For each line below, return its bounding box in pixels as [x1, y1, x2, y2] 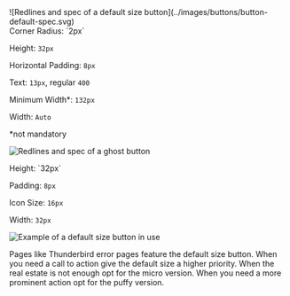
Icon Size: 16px [9, 198, 64, 207]
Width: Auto [9, 112, 51, 121]
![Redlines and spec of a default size [9, 7, 143, 17]
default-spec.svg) [9, 16, 75, 27]
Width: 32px [9, 214, 51, 225]
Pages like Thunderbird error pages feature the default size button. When [9, 249, 278, 259]
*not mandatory [9, 129, 67, 139]
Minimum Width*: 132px [9, 95, 96, 105]
